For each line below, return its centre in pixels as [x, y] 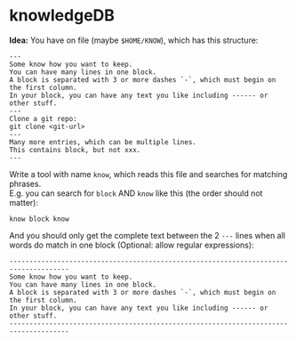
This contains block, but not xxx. [75, 150]
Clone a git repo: [43, 118]
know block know [39, 219]
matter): [24, 202]
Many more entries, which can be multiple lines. [103, 142]
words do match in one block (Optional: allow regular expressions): [132, 245]
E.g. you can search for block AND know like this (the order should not [136, 193]
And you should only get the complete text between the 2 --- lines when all [148, 235]
